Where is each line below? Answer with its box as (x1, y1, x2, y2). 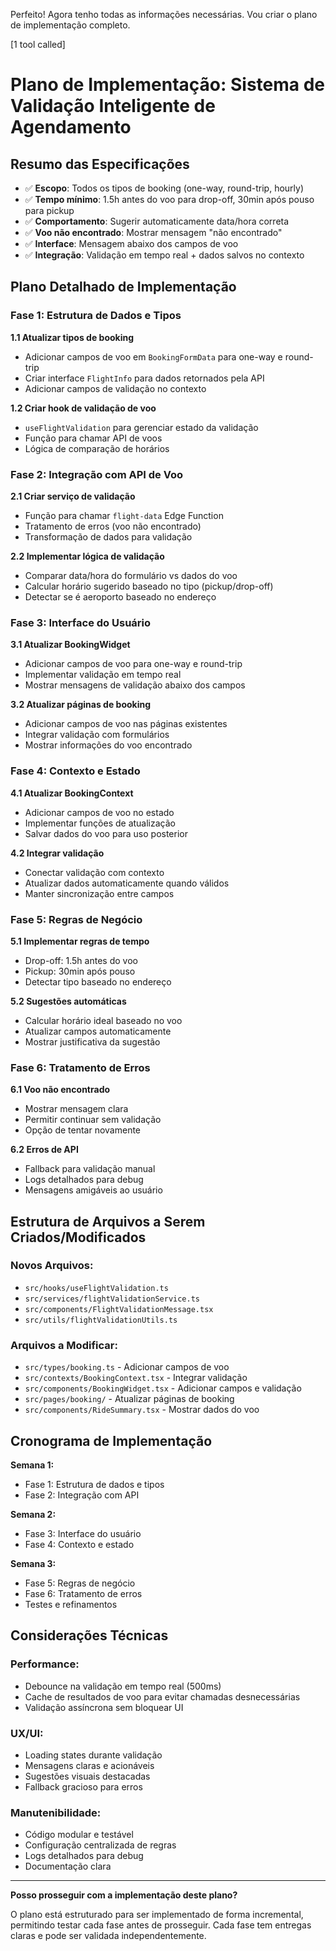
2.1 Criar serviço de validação (10, 490, 136, 502)
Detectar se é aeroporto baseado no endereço (24, 590, 217, 603)
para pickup (24, 205, 75, 216)
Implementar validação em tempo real (24, 669, 182, 681)
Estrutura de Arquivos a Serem (10, 1213, 206, 1230)
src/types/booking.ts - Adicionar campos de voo (24, 1361, 230, 1373)
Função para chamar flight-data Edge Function (24, 509, 224, 521)
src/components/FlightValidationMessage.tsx (24, 1304, 214, 1314)
